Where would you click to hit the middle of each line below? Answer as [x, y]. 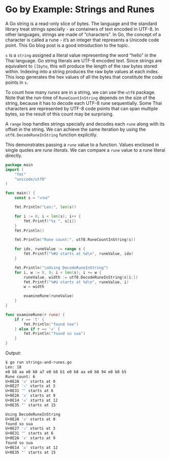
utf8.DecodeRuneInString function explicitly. [52, 134]
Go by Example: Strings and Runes [80, 9]
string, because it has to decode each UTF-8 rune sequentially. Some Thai [84, 103]
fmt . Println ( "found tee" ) [51, 324]
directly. [14, 155]
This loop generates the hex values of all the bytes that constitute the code [84, 77]
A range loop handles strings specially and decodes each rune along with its [85, 124]
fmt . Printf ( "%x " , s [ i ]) [50, 221]
